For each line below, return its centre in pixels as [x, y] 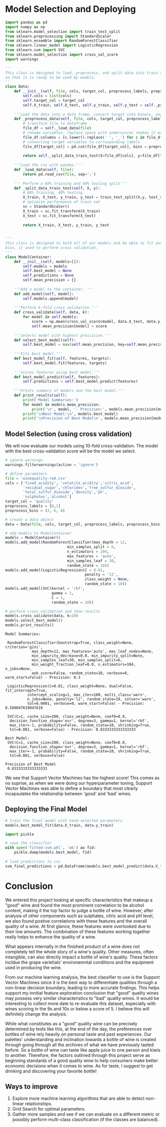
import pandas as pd [26, 22]
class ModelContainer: [28, 257]
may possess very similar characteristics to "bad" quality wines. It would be [82, 998]
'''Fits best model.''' [39, 354]
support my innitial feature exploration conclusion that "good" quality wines [82, 993]
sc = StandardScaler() [46, 207]
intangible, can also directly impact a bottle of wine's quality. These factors [82, 957]
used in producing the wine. [34, 967]
